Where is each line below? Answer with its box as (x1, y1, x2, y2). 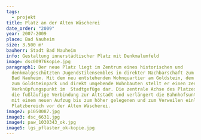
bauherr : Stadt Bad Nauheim (6, 48, 77, 54)
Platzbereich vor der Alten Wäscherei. (11, 102, 111, 109)
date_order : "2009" (6, 25, 55, 32)
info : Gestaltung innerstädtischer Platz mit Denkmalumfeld (6, 53, 160, 59)
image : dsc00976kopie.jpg (6, 58, 71, 64)
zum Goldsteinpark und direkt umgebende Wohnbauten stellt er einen (11, 81, 186, 87)
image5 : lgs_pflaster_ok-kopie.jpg (6, 125, 95, 131)
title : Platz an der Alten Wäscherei (6, 20, 100, 26)
